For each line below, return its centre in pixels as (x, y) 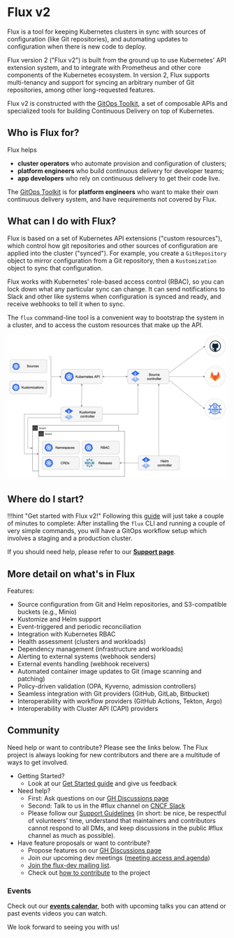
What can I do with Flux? (62, 221)
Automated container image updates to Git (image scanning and (109, 671)
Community (34, 730)
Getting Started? (41, 775)
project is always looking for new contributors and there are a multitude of (114, 754)
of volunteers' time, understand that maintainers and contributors (122, 820)
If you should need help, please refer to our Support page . (92, 552)
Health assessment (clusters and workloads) (82, 641)
